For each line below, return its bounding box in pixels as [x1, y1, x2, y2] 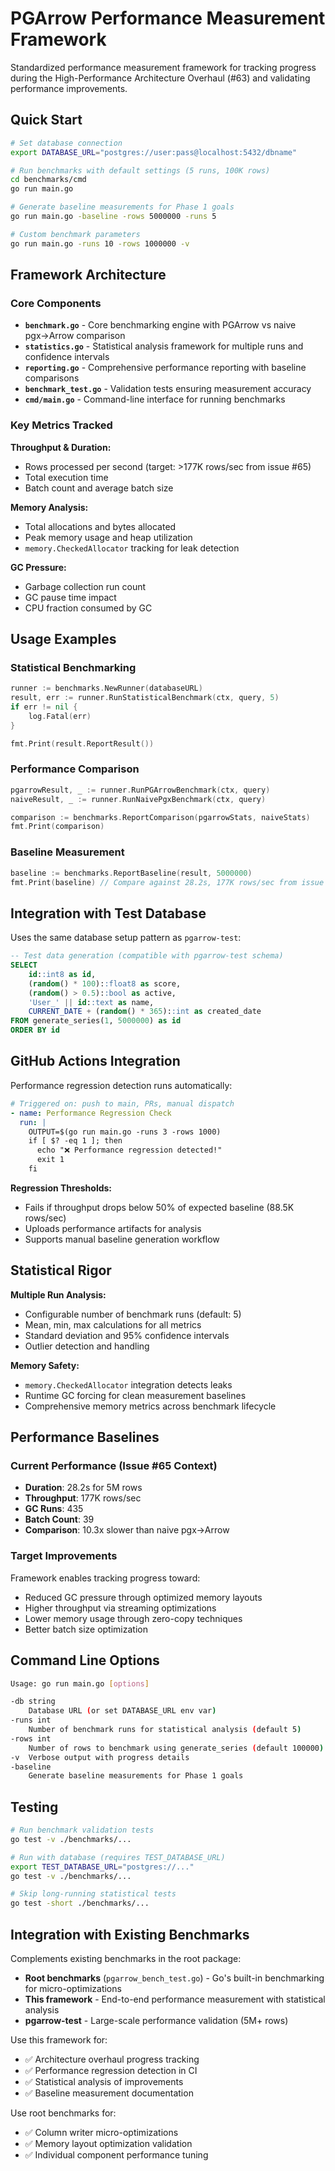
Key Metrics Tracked [10, 418, 113, 432]
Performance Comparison [10, 762, 140, 776]
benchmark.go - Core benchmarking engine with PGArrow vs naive [24, 319, 297, 331]
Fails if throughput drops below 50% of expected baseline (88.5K [24, 1201, 295, 1213]
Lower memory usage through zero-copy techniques [24, 1612, 243, 1624]
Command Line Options [10, 1652, 160, 1669]
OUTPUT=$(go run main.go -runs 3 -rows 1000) [28, 1127, 222, 1137]
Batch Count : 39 [24, 1513, 95, 1526]
